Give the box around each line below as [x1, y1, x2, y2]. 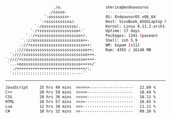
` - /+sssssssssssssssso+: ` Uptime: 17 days [30, 28, 140, 34]
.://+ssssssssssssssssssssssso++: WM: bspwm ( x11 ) [18, 43, 140, 48]
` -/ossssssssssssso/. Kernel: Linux [35, 23, 136, 29]
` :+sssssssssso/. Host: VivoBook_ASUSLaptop [39, 19, 163, 24]
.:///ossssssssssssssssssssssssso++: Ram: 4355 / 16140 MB [14, 47, 152, 52]
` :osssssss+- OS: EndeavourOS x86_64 [44, 14, 156, 19]
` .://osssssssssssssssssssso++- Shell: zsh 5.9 [21, 38, 138, 43]
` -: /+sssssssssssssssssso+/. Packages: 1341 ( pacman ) [25, 33, 158, 38]
